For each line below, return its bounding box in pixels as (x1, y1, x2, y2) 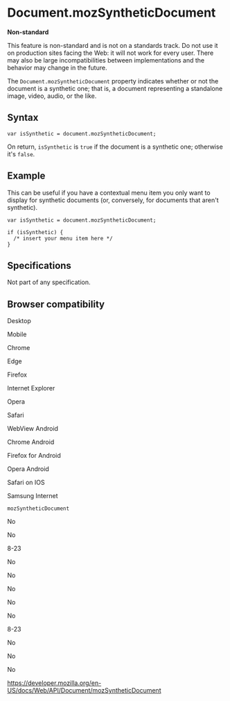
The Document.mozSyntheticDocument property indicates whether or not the (7, 76, 219, 85)
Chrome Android (7, 438, 55, 446)
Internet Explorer (7, 384, 55, 393)
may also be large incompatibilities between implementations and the (7, 56, 205, 64)
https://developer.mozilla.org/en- (7, 679, 102, 687)
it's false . (7, 149, 35, 158)
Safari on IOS (7, 478, 45, 487)
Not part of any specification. (7, 278, 91, 286)
